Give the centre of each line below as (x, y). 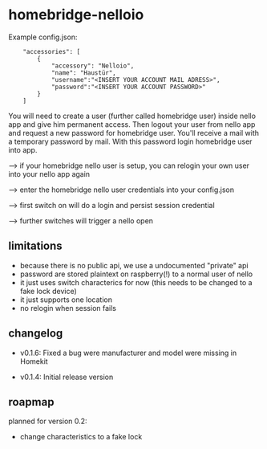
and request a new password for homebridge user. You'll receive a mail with (133, 133)
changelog (36, 334)
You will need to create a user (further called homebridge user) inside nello (132, 116)
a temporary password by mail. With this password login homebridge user (130, 141)
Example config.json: (43, 37)
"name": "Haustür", (83, 73)
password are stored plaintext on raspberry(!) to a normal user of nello (136, 274)
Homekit (34, 361)
